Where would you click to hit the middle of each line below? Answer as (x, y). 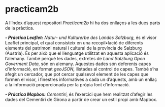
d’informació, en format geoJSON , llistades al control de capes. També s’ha (82, 69)
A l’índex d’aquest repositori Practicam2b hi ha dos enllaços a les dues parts (83, 23)
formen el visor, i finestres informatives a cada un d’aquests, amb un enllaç (81, 79)
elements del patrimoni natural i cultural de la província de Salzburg (73, 48)
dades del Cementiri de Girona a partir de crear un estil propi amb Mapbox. (81, 99)
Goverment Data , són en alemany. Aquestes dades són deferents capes (78, 64)
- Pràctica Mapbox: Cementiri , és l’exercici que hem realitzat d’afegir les (79, 94)
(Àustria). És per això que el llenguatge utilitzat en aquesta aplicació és (77, 53)
